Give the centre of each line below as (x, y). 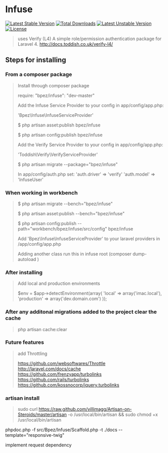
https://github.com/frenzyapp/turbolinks (60, 374)
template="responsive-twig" (35, 435)
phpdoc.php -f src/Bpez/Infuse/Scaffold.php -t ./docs (61, 430)
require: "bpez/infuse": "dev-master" (56, 95)
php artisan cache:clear (42, 329)
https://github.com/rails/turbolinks (53, 379)
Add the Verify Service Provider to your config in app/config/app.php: (90, 144)
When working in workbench (41, 192)
